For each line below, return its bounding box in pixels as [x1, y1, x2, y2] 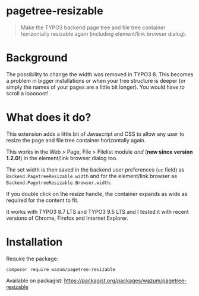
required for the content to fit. [6, 197, 79, 204]
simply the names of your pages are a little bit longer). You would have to [6, 83, 185, 91]
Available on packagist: [6, 277, 63, 284]
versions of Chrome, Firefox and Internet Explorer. [6, 214, 129, 222]
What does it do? [6, 111, 91, 124]
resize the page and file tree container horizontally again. [6, 136, 146, 144]
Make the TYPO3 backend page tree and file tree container [20, 24, 166, 31]
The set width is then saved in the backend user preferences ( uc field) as [6, 166, 185, 173]
